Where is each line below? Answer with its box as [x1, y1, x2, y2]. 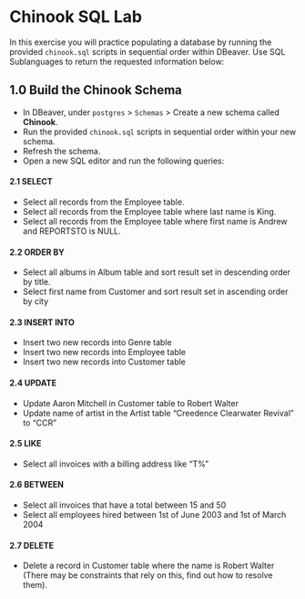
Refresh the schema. [22, 145, 101, 156]
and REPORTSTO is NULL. [22, 226, 121, 236]
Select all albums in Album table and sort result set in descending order [22, 267, 291, 278]
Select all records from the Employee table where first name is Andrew [22, 215, 288, 226]
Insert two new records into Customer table [22, 356, 187, 367]
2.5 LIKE [9, 438, 42, 449]
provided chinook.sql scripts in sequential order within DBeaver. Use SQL [9, 46, 286, 57]
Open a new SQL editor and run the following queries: [22, 155, 225, 166]
